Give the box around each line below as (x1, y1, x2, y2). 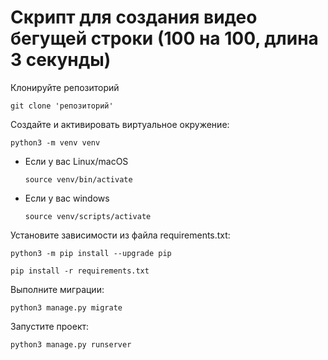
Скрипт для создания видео (10, 6, 258, 29)
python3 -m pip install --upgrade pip (10, 248, 172, 258)
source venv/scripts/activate (24, 211, 152, 221)
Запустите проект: (10, 320, 90, 332)
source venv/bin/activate (24, 174, 133, 185)
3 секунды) (10, 49, 112, 71)
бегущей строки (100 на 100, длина (10, 27, 319, 50)
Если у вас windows (24, 192, 110, 204)
